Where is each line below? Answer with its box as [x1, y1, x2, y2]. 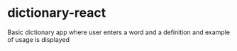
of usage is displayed [7, 35, 70, 43]
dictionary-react [7, 5, 106, 21]
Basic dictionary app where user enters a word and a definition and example [7, 28, 231, 36]
